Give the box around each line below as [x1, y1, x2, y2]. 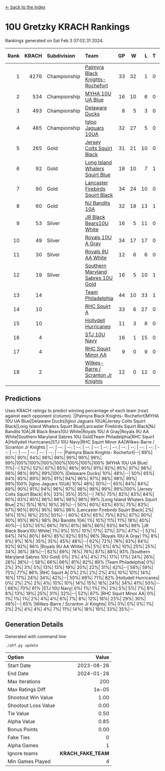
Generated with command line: [5, 633, 67, 639]
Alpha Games [7, 742, 39, 749]
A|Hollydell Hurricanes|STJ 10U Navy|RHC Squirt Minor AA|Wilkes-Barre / [5, 439, 155, 445]
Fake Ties [7, 734, 30, 741]
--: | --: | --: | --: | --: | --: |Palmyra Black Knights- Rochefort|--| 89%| [12, 449, 153, 455]
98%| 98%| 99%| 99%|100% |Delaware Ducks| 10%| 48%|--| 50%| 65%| [5, 470, 155, 476]
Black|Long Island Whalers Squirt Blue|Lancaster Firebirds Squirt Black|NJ [5, 423, 156, 429]
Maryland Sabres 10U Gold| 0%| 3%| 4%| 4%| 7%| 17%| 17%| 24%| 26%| [5, 554, 155, 560]
